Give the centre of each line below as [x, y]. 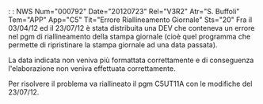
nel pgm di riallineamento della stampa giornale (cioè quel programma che [130, 36]
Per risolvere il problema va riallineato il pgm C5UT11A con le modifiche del [130, 84]
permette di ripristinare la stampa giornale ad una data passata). [113, 45]
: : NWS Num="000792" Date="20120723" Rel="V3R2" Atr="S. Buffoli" [124, 11]
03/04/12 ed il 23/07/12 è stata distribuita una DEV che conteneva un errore [131, 28]
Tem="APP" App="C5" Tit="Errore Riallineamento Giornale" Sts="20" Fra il [130, 20]
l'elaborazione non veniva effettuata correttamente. [92, 69]
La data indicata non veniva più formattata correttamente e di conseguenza [131, 60]
